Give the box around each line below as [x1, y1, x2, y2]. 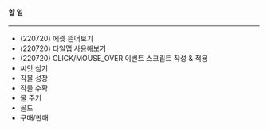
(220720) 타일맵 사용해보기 [19, 44, 106, 53]
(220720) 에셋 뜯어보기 [19, 34, 94, 44]
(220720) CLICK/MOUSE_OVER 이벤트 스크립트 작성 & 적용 [19, 54, 209, 63]
